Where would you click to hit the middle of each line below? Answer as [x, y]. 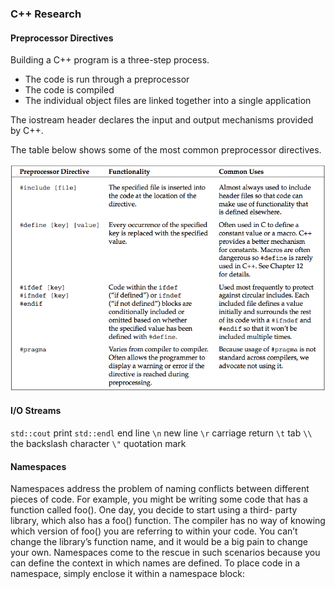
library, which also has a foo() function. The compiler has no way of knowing [168, 521]
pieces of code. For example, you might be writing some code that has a [159, 499]
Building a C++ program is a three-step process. [110, 60]
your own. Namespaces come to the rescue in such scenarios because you [165, 553]
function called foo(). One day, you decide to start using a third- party [154, 510]
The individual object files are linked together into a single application [168, 101]
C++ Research [46, 14]
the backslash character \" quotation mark [98, 444]
